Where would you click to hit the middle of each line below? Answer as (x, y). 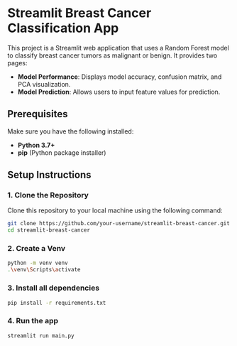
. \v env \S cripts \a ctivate (44, 270)
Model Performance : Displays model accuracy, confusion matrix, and (120, 77)
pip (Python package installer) (62, 152)
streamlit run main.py (41, 335)
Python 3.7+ (36, 145)
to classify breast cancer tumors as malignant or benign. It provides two (112, 55)
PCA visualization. (44, 84)
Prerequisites (38, 114)
